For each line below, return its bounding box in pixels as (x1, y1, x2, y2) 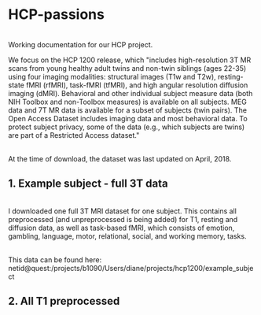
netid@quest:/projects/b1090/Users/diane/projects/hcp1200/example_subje (8, 263, 254, 272)
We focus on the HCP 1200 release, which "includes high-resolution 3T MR (8, 55, 252, 65)
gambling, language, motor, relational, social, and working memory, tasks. (8, 231, 247, 241)
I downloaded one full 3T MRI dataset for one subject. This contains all (8, 206, 237, 216)
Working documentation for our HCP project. (8, 39, 153, 49)
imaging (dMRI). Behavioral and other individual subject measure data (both (8, 88, 253, 98)
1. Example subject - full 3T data (8, 177, 168, 191)
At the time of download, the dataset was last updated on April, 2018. (8, 154, 232, 163)
